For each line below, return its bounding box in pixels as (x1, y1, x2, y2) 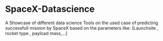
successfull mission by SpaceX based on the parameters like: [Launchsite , (5, 25, 159, 31)
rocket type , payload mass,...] (5, 30, 68, 36)
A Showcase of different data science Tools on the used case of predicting (5, 20, 158, 26)
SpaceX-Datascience (5, 3, 95, 15)
